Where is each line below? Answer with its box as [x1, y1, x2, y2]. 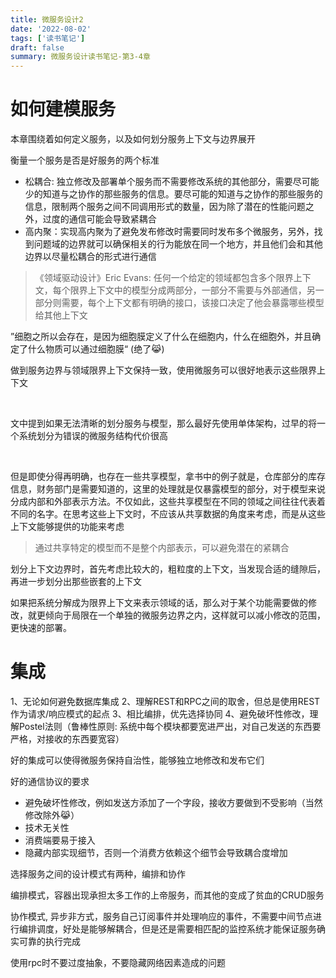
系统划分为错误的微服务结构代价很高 [18, 430, 168, 442]
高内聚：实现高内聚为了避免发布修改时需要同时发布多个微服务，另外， [24, 226, 315, 238]
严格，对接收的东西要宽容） [10, 733, 125, 745]
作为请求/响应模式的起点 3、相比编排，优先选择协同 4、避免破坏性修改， [10, 708, 310, 720]
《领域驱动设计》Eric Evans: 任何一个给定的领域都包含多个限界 [34, 272, 294, 284]
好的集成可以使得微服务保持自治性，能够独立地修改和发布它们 [10, 754, 265, 766]
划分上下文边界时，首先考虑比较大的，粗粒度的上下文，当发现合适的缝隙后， [10, 563, 326, 575]
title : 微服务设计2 [10, 14, 84, 25]
